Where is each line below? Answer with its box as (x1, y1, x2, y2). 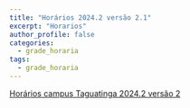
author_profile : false (9, 30, 95, 39)
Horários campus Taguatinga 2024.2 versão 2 (9, 87, 181, 99)
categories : (9, 38, 54, 48)
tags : (9, 55, 30, 64)
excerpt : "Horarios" (9, 22, 88, 31)
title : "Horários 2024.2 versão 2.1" (9, 13, 152, 22)
